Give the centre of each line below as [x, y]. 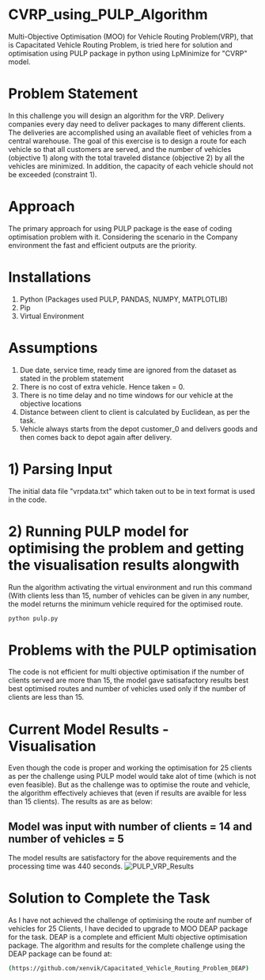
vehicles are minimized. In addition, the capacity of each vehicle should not [131, 166]
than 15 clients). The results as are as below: [80, 802]
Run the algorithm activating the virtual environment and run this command [130, 587]
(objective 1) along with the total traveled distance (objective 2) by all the [127, 158]
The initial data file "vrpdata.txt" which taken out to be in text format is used [132, 491]
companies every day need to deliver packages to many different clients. [127, 123]
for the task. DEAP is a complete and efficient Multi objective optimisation [128, 937]
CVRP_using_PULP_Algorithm [108, 15]
